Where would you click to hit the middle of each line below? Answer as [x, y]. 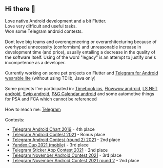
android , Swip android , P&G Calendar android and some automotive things [80, 94]
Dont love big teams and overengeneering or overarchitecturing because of [81, 42]
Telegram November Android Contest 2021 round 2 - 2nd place [76, 160]
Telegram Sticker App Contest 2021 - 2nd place [60, 150]
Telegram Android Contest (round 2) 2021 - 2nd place [66, 140]
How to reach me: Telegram [33, 109]
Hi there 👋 [20, 9]
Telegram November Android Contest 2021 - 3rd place [67, 155]
